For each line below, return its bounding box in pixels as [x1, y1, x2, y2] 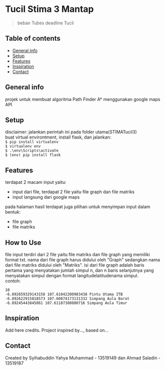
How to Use [5, 238, 42, 247]
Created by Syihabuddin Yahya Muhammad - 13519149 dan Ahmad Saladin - [5, 355, 161, 361]
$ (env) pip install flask [5, 152, 61, 157]
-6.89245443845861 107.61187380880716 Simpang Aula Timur [5, 300, 127, 305]
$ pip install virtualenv [5, 140, 58, 145]
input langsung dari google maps [12, 194, 80, 200]
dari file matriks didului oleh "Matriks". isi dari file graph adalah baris [5, 262, 145, 268]
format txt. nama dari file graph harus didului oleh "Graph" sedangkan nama [5, 257, 160, 263]
